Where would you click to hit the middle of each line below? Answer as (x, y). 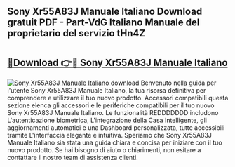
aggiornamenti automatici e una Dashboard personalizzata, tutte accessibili (116, 128)
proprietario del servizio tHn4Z (76, 33)
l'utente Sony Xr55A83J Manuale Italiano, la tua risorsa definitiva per (107, 90)
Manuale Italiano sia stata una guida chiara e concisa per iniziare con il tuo (115, 142)
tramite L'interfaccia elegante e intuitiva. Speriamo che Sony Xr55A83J (110, 135)
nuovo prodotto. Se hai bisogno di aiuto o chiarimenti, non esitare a (104, 150)
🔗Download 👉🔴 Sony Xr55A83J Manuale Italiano (117, 62)
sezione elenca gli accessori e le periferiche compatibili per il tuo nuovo (111, 105)
